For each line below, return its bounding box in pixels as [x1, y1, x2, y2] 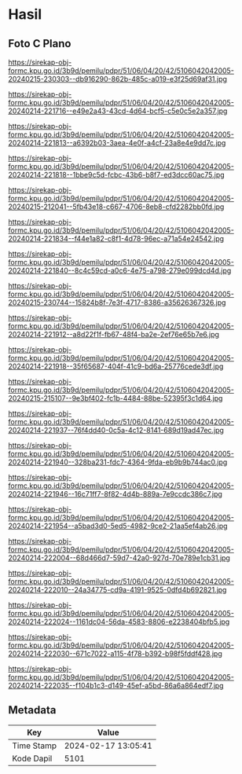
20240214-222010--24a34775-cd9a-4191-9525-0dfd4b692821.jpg [8, 585, 227, 594]
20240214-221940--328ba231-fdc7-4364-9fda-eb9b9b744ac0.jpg [8, 457, 228, 467]
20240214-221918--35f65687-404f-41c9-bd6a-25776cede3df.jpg [8, 361, 224, 371]
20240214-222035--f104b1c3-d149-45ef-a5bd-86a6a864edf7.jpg [8, 681, 224, 690]
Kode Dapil [12, 753, 53, 764]
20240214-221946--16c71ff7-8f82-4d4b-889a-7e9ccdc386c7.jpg [8, 490, 222, 498]
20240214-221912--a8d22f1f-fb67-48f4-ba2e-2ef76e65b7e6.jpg [8, 330, 220, 339]
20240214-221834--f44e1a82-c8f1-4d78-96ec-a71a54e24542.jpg [8, 234, 225, 243]
